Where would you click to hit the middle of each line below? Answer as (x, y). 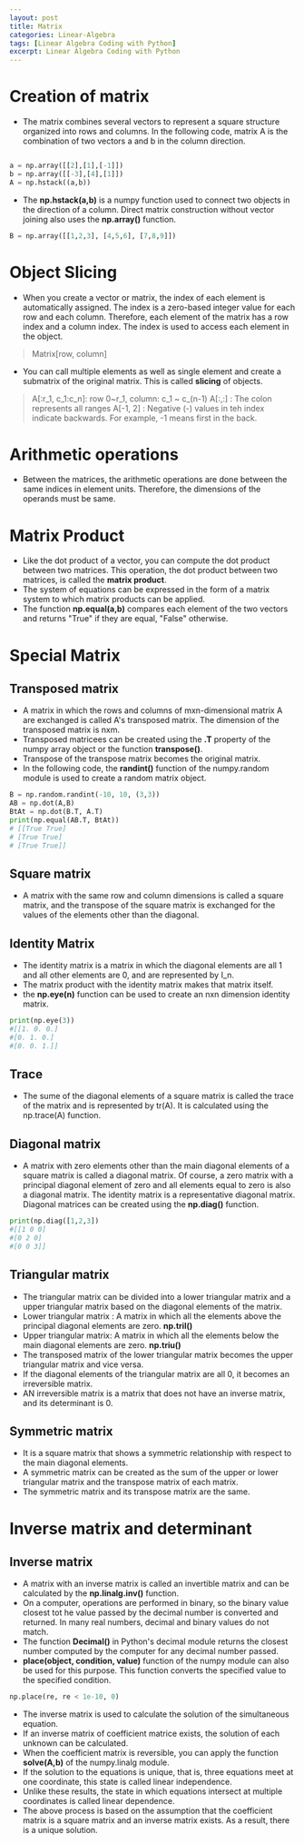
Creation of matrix (79, 97)
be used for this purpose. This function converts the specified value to (154, 1671)
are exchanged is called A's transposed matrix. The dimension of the (151, 720)
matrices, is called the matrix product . (94, 580)
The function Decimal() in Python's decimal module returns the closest (155, 1641)
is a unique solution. (60, 1830)
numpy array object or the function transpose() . (113, 749)
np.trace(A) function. (62, 1115)
